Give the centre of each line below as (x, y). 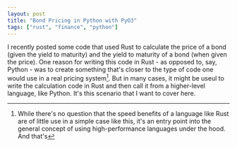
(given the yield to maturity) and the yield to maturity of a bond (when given (117, 54)
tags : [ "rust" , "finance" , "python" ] (63, 27)
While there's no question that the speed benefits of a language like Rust (123, 114)
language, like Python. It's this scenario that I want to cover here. (102, 93)
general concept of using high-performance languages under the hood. (121, 129)
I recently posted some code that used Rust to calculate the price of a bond (117, 47)
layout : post (26, 14)
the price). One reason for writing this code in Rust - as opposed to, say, (112, 62)
